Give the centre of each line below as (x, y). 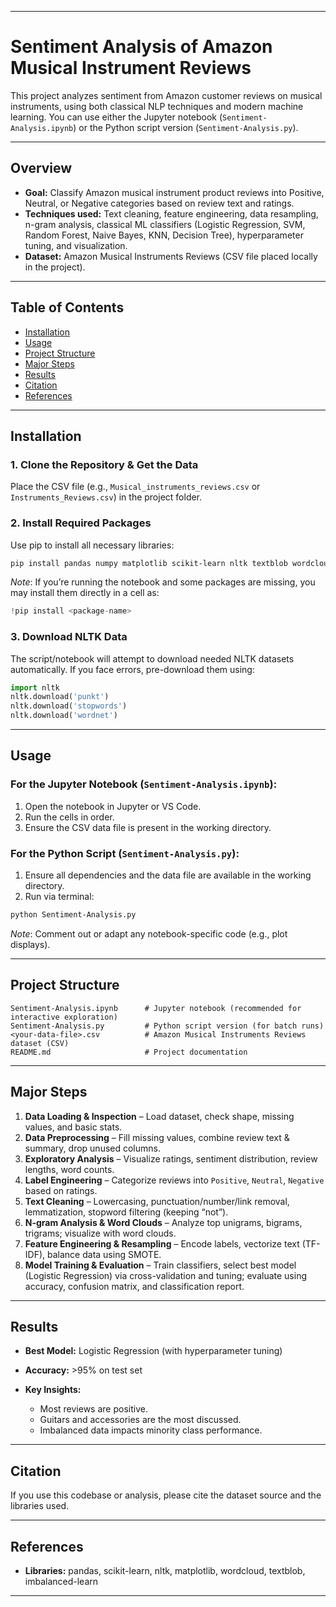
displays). (30, 944)
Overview (41, 168)
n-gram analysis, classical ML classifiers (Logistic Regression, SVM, (165, 224)
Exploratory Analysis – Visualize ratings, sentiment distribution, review (171, 1158)
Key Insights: (53, 1390)
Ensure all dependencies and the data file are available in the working (168, 875)
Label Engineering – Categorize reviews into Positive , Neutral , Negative (174, 1180)
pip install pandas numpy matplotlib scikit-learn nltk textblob (149, 563)
